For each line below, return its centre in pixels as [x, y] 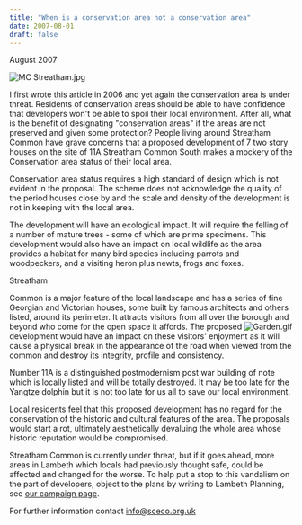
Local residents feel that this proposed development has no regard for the [146, 409]
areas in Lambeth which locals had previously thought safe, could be [137, 465]
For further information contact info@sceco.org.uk [102, 511]
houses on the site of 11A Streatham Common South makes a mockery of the [151, 152]
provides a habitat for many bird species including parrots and [124, 254]
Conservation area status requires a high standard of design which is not [144, 179]
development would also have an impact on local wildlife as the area [136, 245]
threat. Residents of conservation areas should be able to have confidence [147, 104]
